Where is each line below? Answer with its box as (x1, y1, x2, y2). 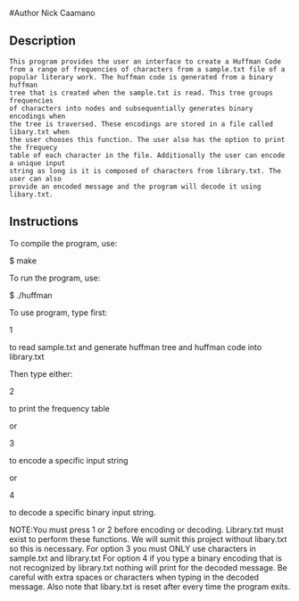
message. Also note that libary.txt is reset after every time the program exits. (9, 580, 291, 592)
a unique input (9, 158, 66, 168)
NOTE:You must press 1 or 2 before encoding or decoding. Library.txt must (9, 524, 284, 535)
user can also (9, 174, 62, 183)
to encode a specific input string (9, 455, 129, 465)
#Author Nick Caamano (9, 8, 96, 18)
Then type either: (9, 368, 73, 379)
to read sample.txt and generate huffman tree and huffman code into (9, 341, 262, 352)
